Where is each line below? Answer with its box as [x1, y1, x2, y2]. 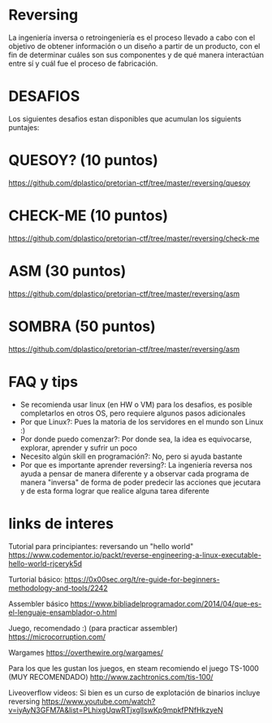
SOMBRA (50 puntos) [8, 317, 156, 335]
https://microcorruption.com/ [8, 632, 106, 642]
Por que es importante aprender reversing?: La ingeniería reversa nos [19, 459, 253, 469]
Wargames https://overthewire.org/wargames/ [8, 647, 164, 657]
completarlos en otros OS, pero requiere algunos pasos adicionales [19, 408, 246, 418]
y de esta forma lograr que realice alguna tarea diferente [19, 486, 209, 495]
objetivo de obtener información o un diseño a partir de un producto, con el [8, 41, 261, 50]
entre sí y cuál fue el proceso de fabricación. [8, 59, 158, 68]
